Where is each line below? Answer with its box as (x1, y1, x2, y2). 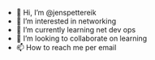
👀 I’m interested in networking (15, 16, 117, 26)
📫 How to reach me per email (15, 43, 117, 52)
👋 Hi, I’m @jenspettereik (15, 8, 97, 17)
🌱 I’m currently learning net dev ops (15, 25, 136, 34)
